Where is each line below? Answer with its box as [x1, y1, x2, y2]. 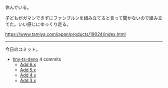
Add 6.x [19, 61, 36, 67]
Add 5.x [19, 67, 36, 72]
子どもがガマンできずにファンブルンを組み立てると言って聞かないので [5, 15, 149, 21]
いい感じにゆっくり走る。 [18, 21, 71, 27]
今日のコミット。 [5, 46, 40, 52]
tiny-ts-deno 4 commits [12, 56, 61, 62]
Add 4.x [19, 72, 36, 78]
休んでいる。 [5, 4, 31, 10]
